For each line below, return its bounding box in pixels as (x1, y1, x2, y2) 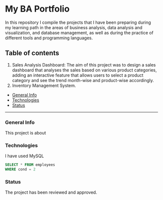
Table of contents (5, 49, 59, 57)
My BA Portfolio (5, 3, 70, 15)
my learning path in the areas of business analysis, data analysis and (5, 24, 143, 30)
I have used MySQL (5, 153, 44, 159)
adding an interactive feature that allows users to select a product (12, 72, 144, 78)
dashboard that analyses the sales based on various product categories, (12, 67, 157, 73)
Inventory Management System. (12, 83, 76, 88)
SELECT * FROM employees (5, 163, 55, 167)
